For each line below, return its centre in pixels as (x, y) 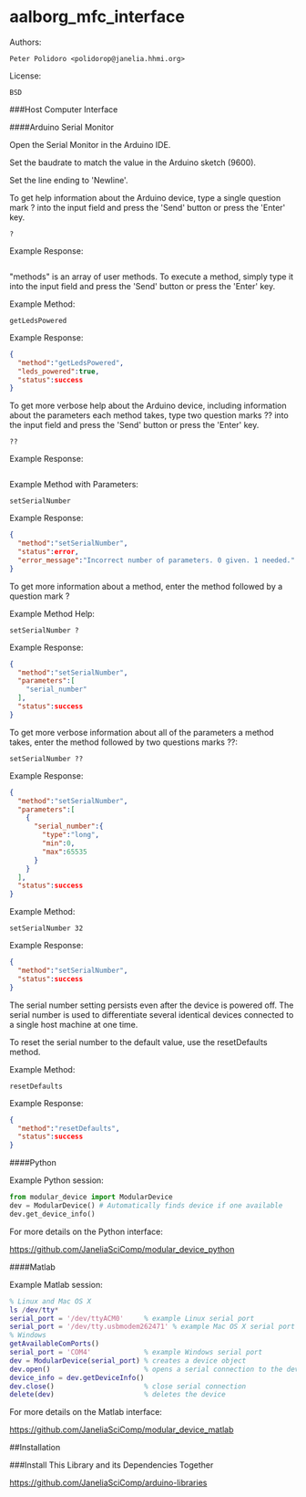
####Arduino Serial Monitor (61, 127)
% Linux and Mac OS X (51, 1301)
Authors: (25, 42)
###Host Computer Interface (64, 109)
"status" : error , (48, 552)
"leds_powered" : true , (59, 372)
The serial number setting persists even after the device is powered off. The (152, 1005)
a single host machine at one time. (74, 1024)
